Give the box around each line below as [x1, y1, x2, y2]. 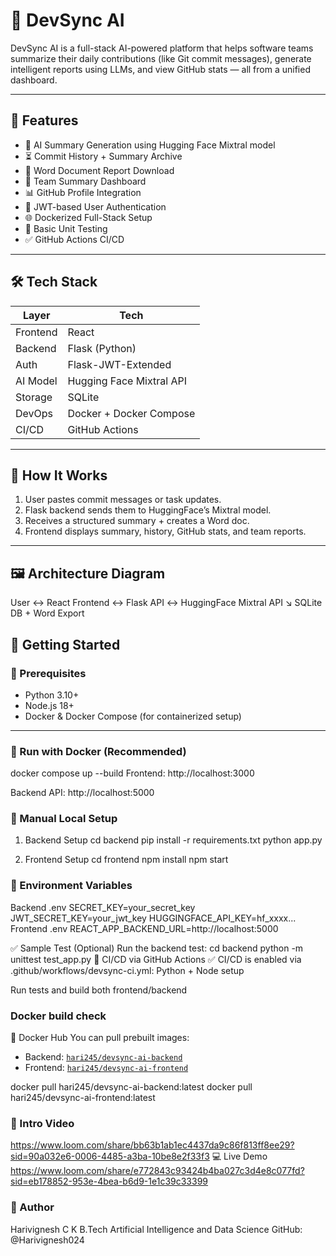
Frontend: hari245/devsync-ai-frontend [24, 1062, 189, 1074]
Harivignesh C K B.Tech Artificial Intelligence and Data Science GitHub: [10, 1223, 303, 1235]
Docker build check [10, 1009, 107, 1023]
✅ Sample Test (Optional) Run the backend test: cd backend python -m [10, 942, 304, 954]
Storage [15, 390, 53, 404]
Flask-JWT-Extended [67, 357, 172, 371]
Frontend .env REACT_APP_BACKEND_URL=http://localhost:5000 [10, 922, 279, 934]
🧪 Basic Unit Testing [24, 222, 108, 234]
